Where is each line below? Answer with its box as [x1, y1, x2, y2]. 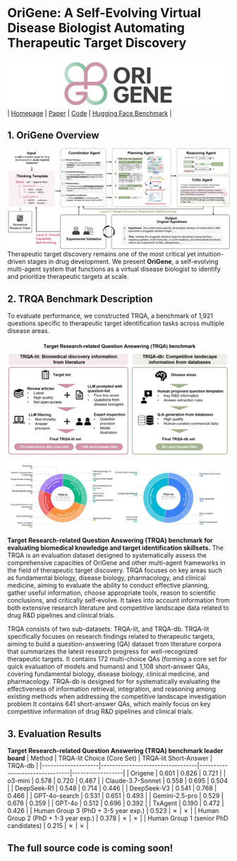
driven [7, 258, 26, 266]
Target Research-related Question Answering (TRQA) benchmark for [7, 536, 213, 545]
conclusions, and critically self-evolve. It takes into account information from [7, 596, 230, 605]
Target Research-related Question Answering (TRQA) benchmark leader [7, 747, 224, 755]
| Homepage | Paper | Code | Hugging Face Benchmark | [7, 109, 172, 117]
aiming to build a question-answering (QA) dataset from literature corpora [7, 640, 221, 649]
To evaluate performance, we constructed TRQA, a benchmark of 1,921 [7, 312, 214, 320]
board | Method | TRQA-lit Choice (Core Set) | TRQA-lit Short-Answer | [7, 754, 213, 763]
